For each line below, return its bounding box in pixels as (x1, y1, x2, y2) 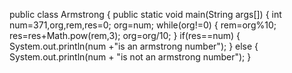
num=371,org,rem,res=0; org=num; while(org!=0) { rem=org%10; (9, 19, 277, 31)
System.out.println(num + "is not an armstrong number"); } (9, 51, 252, 63)
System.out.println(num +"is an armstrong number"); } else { (9, 40, 259, 52)
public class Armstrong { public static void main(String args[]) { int (9, 9, 282, 20)
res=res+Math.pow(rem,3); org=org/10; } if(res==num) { (9, 30, 241, 41)
